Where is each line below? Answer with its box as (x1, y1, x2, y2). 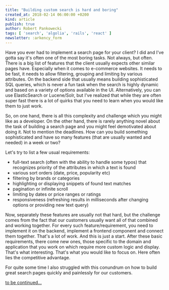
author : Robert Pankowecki (5, 26, 62, 31)
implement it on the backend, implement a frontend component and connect (5, 227, 164, 234)
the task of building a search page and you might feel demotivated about (5, 123, 156, 129)
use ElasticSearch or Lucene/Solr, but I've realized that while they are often (5, 92, 161, 98)
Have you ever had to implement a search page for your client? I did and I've (5, 49, 164, 55)
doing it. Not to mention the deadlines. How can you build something (5, 129, 148, 135)
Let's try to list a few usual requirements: (5, 149, 90, 155)
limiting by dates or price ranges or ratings (12, 191, 101, 197)
